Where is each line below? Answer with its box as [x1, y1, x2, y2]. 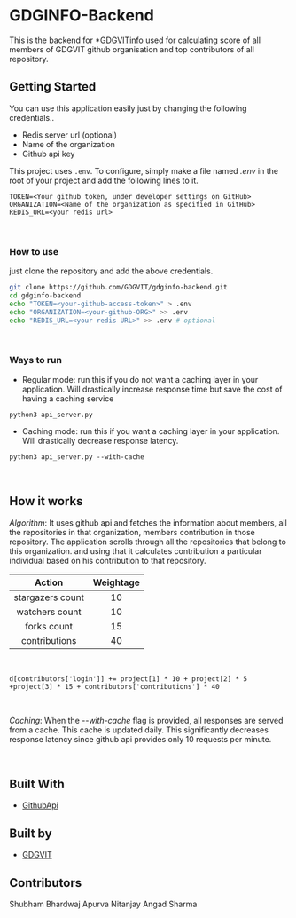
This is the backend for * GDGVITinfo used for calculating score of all [9, 35, 261, 45]
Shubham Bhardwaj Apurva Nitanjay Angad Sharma [9, 898, 198, 909]
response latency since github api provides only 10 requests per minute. [9, 733, 272, 744]
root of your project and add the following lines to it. [9, 175, 199, 186]
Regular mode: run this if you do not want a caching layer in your [21, 374, 259, 384]
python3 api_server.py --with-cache [9, 452, 144, 462]
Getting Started [9, 79, 97, 94]
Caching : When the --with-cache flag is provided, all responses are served [9, 715, 284, 725]
